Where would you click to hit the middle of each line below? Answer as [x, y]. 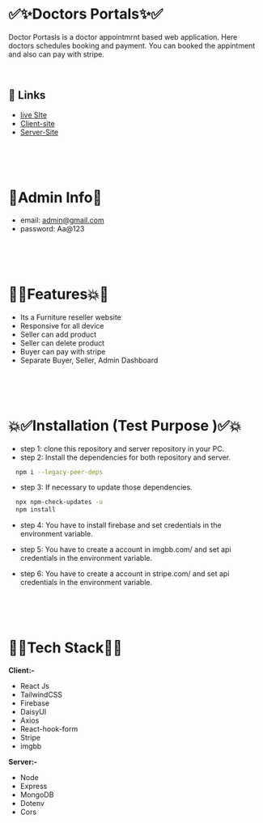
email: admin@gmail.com [62, 220]
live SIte [33, 115]
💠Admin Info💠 [55, 197]
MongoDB [37, 795]
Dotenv [32, 804]
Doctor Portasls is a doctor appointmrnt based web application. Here [123, 36]
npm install [36, 510]
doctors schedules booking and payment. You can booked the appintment [132, 45]
